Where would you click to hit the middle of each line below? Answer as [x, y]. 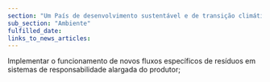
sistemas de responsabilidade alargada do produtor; [94, 70]
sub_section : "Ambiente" [49, 23]
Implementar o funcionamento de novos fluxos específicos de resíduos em [131, 61]
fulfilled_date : [35, 31]
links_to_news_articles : [49, 38]
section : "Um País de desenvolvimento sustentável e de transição [121, 16]
